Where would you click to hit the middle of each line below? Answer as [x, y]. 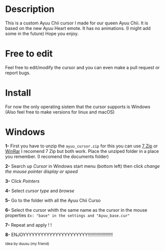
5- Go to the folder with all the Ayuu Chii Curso [53, 200]
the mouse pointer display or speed [41, 171]
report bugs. [18, 73]
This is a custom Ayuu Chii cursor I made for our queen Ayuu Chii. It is [77, 23]
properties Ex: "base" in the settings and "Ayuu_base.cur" [68, 215]
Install [18, 93]
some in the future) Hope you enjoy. [42, 33]
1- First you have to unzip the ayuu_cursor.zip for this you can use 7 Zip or [82, 146]
